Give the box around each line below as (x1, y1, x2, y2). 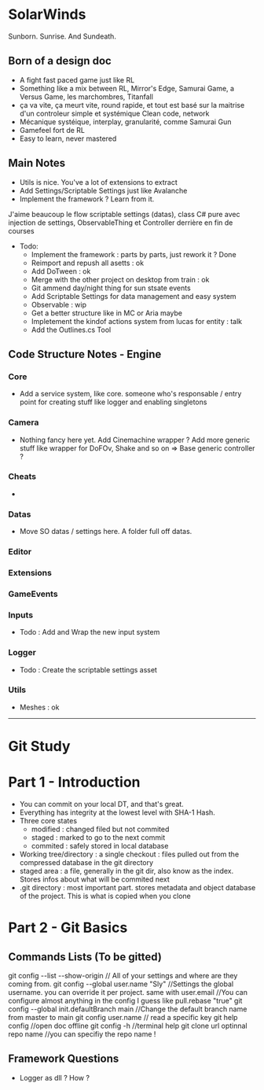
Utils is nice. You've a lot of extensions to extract (19, 177, 178, 186)
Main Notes (8, 157, 66, 170)
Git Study (8, 737, 71, 755)
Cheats (8, 471, 37, 482)
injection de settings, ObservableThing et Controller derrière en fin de (8, 218, 233, 227)
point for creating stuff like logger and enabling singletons (19, 397, 207, 407)
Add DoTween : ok (31, 266, 91, 276)
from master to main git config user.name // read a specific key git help (8, 1012, 238, 1022)
